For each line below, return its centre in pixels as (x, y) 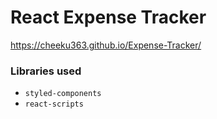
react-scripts (54, 104)
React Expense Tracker (108, 17)
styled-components (63, 94)
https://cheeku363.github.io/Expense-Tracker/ (106, 45)
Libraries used (46, 71)
